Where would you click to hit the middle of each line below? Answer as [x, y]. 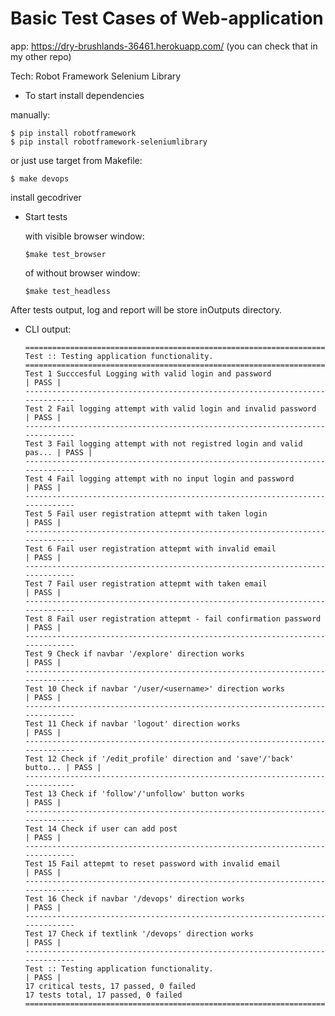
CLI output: [48, 329]
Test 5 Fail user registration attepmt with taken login [146, 513]
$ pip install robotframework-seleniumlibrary [109, 142]
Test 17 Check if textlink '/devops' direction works [139, 933]
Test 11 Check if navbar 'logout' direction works [132, 723]
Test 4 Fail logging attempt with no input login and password [159, 478]
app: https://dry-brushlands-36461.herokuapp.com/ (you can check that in [164, 46]
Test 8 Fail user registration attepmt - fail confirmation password [173, 618]
